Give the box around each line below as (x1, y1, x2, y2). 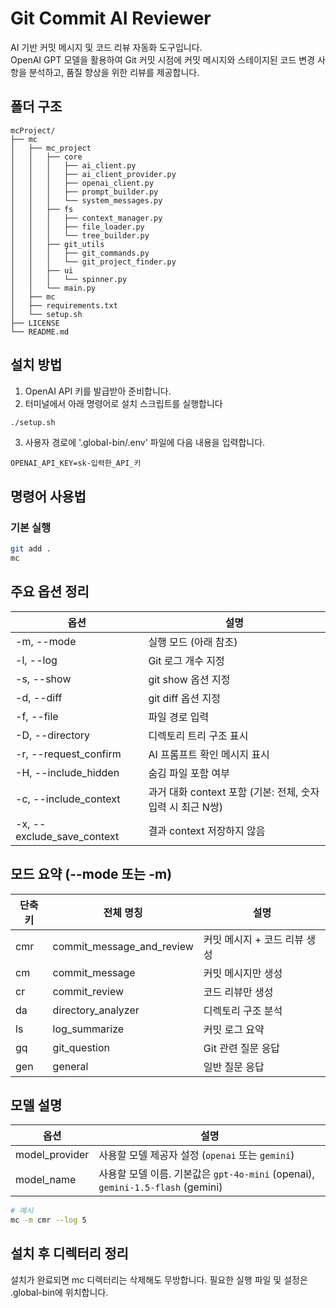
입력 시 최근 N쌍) (148, 800, 223, 814)
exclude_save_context (15, 829, 120, 843)
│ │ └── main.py (10, 283, 97, 293)
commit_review (52, 984, 125, 998)
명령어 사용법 (10, 488, 87, 505)
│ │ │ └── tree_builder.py (10, 230, 150, 241)
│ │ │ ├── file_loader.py (10, 222, 145, 232)
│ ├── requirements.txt (10, 300, 118, 311)
